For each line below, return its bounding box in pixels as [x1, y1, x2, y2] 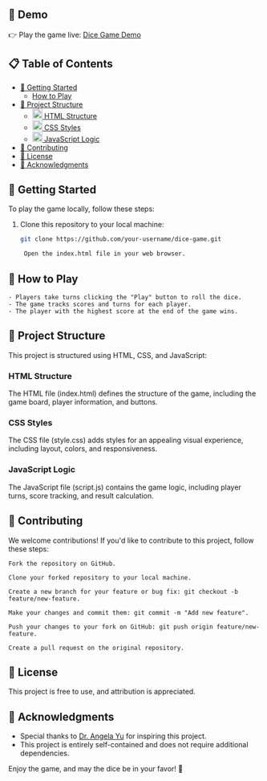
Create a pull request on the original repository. [8, 644, 184, 652]
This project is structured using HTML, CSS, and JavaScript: [8, 350, 207, 360]
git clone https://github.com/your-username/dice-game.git [19, 235, 222, 243]
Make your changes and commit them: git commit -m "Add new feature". [8, 608, 249, 616]
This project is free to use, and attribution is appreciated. [8, 687, 196, 697]
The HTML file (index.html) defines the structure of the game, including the [8, 388, 257, 398]
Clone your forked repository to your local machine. [8, 573, 192, 582]
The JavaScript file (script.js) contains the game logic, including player [8, 482, 242, 492]
